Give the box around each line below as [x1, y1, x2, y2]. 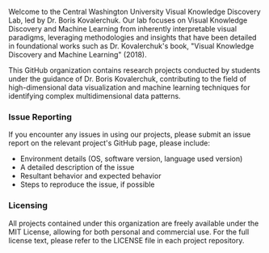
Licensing [8, 200, 48, 211]
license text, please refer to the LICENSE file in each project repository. [8, 235, 245, 245]
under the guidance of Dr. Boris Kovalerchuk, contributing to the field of [8, 74, 247, 83]
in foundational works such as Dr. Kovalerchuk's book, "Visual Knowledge [8, 41, 254, 51]
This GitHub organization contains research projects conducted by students [8, 65, 261, 75]
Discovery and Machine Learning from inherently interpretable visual [8, 24, 237, 33]
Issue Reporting [8, 111, 73, 122]
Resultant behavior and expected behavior [19, 171, 162, 181]
